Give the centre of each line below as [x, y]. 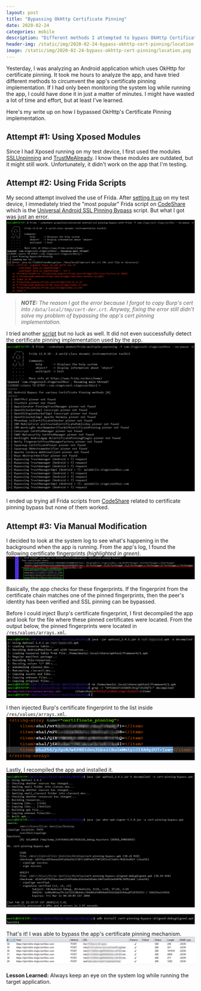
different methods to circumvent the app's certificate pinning [81, 81]
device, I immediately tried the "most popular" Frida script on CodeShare [96, 204]
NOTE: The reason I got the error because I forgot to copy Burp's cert [107, 303]
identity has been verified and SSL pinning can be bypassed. [81, 602]
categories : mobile [31, 32]
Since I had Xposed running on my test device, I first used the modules [93, 151]
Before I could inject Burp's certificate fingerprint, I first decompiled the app [100, 613]
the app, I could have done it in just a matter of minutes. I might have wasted [100, 93]
